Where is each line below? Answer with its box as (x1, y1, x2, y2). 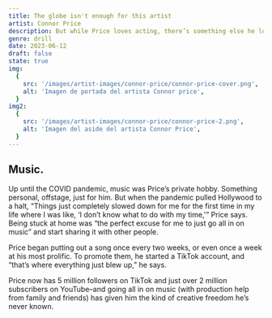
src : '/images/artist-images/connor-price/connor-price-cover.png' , (23, 79, 259, 88)
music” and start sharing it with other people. (8, 227, 159, 237)
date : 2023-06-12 (8, 42, 67, 50)
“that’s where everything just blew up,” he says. (8, 260, 168, 270)
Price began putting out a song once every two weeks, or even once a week (8, 243, 262, 252)
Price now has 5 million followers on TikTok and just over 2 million (8, 276, 227, 286)
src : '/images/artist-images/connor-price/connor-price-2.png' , (23, 118, 244, 126)
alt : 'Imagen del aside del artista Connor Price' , (23, 125, 201, 133)
